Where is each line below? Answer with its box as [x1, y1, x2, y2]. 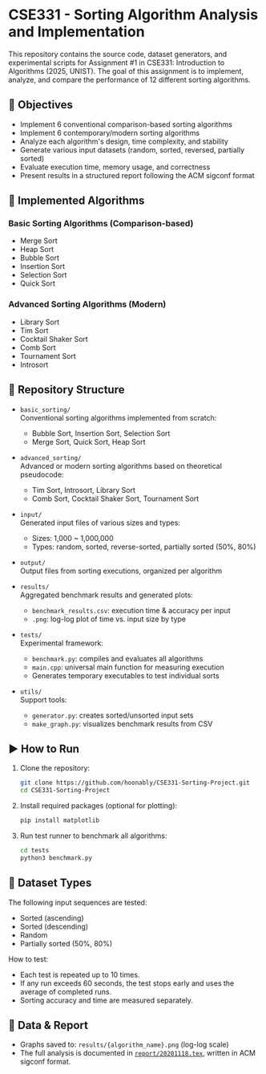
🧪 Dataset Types [8, 877, 92, 890]
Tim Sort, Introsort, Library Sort [31, 485, 136, 494]
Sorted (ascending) [19, 913, 84, 922]
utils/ [19, 688, 42, 696]
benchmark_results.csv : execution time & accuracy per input [31, 605, 231, 615]
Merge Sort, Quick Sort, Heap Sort [31, 437, 146, 446]
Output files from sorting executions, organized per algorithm [19, 566, 223, 576]
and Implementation [8, 22, 146, 41]
